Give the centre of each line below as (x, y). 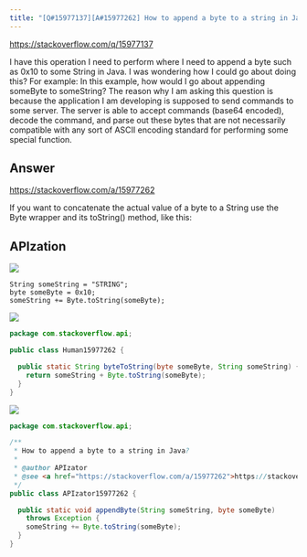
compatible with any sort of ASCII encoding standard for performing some (149, 130)
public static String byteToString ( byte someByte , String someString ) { (159, 367)
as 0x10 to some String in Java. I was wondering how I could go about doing (153, 71)
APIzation (38, 246)
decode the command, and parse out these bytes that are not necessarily (148, 120)
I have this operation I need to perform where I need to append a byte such (151, 61)
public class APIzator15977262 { (73, 493)
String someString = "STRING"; (69, 284)
